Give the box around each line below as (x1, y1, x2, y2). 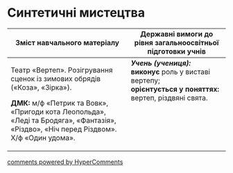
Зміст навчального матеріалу (15, 38, 120, 47)
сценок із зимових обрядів (10, 74, 101, 83)
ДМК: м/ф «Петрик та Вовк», (10, 98, 109, 108)
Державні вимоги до (139, 29, 214, 39)
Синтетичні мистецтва (7, 5, 146, 21)
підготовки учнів (147, 47, 206, 56)
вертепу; (130, 75, 161, 85)
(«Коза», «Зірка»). (10, 82, 72, 92)
